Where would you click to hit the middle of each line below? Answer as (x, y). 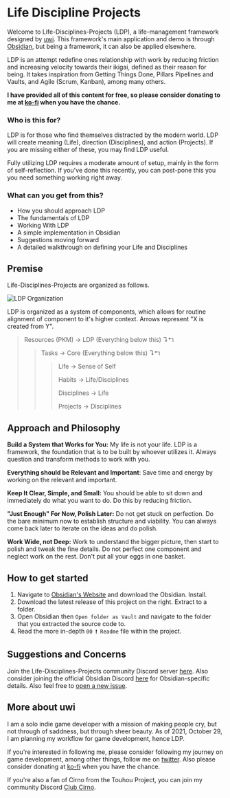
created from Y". (31, 326)
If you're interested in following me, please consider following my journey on (115, 752)
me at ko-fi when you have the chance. (64, 102)
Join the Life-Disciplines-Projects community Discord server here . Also (108, 671)
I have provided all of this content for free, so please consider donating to (114, 95)
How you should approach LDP (61, 211)
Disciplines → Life (83, 393)
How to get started (48, 578)
